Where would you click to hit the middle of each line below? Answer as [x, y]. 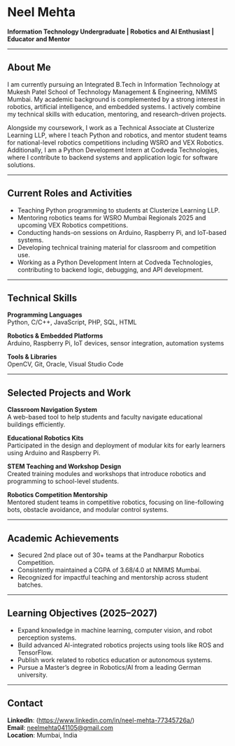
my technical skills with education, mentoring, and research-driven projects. [117, 114]
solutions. [21, 164]
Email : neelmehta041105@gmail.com [60, 727]
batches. [30, 585]
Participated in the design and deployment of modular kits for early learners [116, 445]
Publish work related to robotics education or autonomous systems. [115, 660]
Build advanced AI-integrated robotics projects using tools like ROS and [121, 645]
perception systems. [47, 638]
